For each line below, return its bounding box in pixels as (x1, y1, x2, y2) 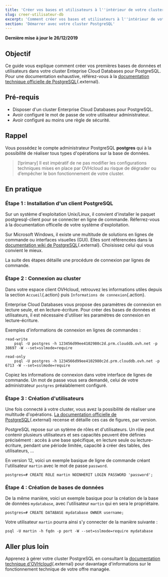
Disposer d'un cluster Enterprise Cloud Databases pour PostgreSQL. (12, 106, 153, 112)
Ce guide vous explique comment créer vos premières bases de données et (5, 63, 161, 69)
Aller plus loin (5, 542, 49, 550)
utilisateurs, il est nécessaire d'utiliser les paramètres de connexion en (5, 312, 150, 318)
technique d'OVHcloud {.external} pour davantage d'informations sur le (5, 561, 151, 567)
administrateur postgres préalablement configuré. (5, 382, 107, 388)
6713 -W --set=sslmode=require (5, 363, 70, 368)
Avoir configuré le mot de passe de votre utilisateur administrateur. (12, 111, 150, 117)
